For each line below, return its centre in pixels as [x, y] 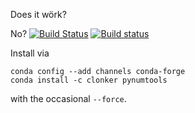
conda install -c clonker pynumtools [89, 80]
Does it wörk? [38, 14]
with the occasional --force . [68, 98]
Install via [30, 53]
